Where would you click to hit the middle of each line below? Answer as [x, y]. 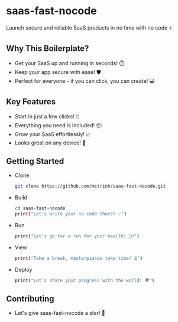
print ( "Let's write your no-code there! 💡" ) [71, 214]
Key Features [31, 102]
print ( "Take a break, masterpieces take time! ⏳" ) [79, 258]
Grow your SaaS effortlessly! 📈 [53, 134]
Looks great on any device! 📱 [50, 143]
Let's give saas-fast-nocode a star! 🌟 [60, 313]
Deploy [23, 269]
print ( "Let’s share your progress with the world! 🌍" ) [85, 280]
